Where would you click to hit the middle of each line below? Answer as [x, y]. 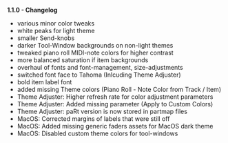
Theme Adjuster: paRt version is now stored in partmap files [102, 111]
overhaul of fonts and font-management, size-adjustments [100, 67]
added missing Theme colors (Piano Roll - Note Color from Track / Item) [119, 89]
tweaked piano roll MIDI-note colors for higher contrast [95, 53]
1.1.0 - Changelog [32, 10]
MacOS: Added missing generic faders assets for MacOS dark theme [115, 126]
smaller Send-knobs [46, 38]
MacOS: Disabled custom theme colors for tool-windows [97, 133]
